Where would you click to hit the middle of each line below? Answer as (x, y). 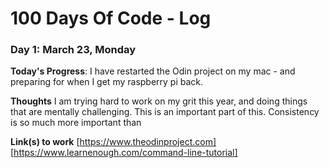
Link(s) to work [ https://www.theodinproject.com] (113, 142)
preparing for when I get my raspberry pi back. (107, 82)
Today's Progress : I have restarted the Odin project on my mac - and (153, 71)
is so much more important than (76, 123)
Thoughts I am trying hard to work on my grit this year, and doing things (159, 101)
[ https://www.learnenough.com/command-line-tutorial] (124, 153)
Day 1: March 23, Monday (73, 50)
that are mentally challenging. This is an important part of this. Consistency (165, 112)
